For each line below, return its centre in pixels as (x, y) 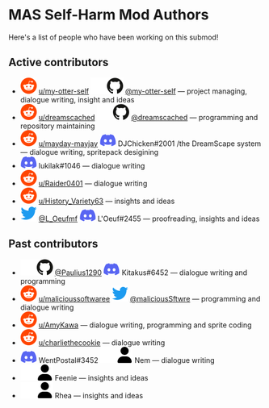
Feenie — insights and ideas (101, 377)
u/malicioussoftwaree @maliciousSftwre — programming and (149, 298)
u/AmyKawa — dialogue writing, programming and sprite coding (145, 325)
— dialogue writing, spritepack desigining (89, 152)
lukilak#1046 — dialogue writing (92, 165)
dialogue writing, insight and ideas (77, 99)
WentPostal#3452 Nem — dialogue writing (127, 360)
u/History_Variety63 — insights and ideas (107, 201)
